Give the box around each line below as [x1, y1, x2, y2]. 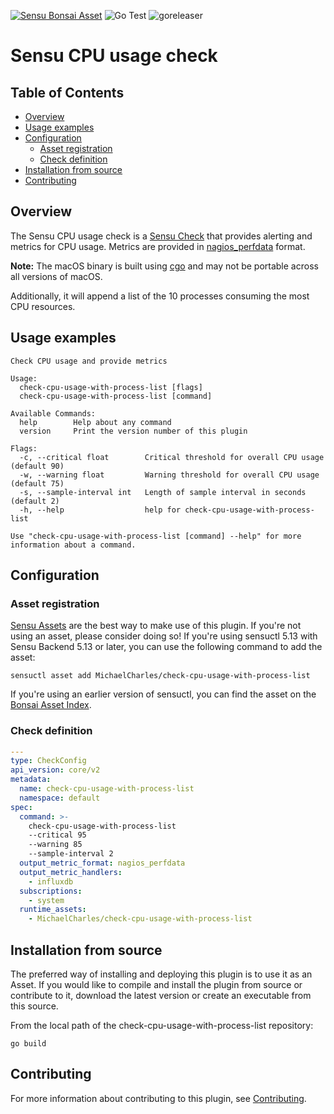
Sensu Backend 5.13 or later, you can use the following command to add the [10, 641, 323, 653]
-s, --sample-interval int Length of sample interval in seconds [19, 487, 307, 497]
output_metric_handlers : [19, 867, 123, 877]
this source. [10, 1000, 59, 1012]
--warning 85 [28, 840, 83, 850]
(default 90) [10, 461, 65, 471]
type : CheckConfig [10, 756, 87, 766]
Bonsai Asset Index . [10, 699, 92, 711]
